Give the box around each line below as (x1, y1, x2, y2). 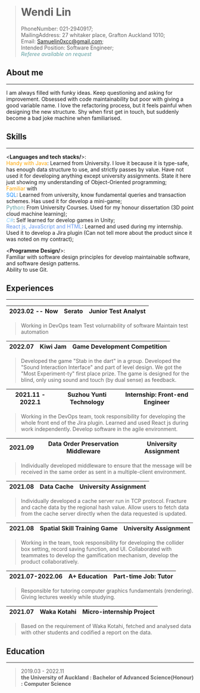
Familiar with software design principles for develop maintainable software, (6, 253, 190, 260)
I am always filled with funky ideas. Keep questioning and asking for (6, 89, 173, 96)
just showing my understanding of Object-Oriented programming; (6, 178, 167, 185)
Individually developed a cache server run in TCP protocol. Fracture (20, 498, 187, 505)
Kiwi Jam (39, 343, 67, 351)
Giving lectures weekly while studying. (20, 593, 115, 601)
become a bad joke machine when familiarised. (6, 114, 122, 122)
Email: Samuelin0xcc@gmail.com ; (20, 38, 104, 45)
